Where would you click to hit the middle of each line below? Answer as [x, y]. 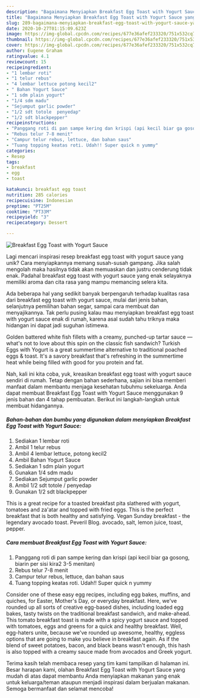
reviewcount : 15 [26, 62]
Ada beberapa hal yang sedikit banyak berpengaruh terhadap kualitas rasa [98, 293]
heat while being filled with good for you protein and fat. [75, 362]
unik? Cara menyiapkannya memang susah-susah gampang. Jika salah [93, 263]
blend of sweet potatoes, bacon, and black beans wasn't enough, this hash [98, 645]
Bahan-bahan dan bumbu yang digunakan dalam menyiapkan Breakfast [98, 419]
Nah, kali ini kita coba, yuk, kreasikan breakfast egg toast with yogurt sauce [99, 374]
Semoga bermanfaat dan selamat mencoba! [60, 688]
